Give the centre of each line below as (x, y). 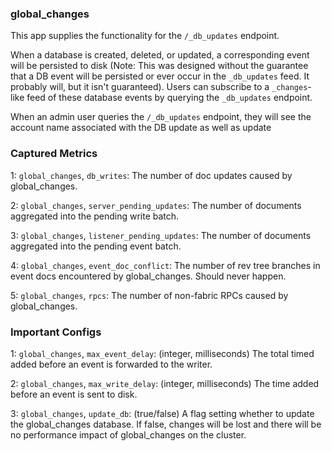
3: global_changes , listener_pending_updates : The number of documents (161, 235)
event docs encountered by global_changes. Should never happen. (148, 276)
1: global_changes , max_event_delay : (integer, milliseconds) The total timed (162, 353)
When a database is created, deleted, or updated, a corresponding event (160, 55)
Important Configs (56, 332)
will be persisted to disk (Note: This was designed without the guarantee (159, 66)
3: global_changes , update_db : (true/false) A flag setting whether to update (162, 413)
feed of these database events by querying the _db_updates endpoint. (169, 98)
